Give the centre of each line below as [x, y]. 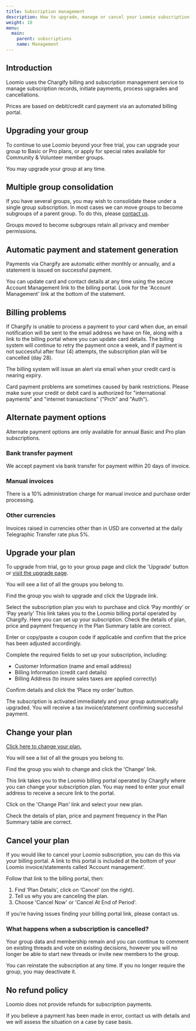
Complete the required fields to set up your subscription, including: [87, 655]
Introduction [29, 68]
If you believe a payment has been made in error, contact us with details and [98, 1016]
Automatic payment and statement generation [92, 250]
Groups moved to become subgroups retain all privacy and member [88, 225]
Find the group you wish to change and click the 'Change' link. [81, 769]
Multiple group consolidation [60, 187]
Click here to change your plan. [44, 746]
